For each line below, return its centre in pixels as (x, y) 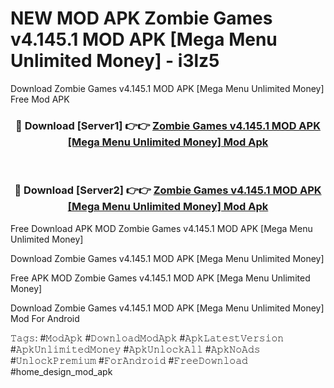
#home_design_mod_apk (61, 371)
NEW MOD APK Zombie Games (141, 18)
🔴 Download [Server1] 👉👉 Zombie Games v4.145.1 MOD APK (168, 125)
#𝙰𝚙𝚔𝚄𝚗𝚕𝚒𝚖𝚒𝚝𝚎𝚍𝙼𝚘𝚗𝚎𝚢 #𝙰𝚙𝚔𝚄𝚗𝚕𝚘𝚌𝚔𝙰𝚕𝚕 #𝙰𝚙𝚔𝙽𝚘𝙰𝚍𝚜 (135, 349)
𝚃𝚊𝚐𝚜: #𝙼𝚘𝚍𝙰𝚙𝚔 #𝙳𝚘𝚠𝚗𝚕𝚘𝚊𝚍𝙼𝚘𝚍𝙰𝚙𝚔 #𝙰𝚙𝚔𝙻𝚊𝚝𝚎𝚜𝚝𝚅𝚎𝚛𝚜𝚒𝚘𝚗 (147, 338)
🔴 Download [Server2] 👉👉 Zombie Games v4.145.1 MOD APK (168, 190)
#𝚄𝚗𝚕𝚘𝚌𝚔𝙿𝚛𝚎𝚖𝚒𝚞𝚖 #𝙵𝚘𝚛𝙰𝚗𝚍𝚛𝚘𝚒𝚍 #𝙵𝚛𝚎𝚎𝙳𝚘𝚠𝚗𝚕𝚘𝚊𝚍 (129, 360)
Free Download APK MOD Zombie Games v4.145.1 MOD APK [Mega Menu (161, 228)
